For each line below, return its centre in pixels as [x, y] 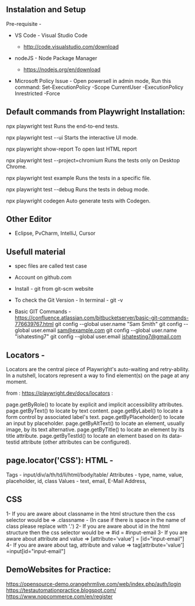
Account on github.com [43, 277]
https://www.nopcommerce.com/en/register [60, 596]
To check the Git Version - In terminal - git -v [69, 300]
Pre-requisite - [24, 24]
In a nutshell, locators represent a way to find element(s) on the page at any [98, 375]
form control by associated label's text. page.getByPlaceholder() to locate [95, 417]
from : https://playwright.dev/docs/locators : [60, 393]
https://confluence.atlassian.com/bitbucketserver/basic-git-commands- [102, 318]
